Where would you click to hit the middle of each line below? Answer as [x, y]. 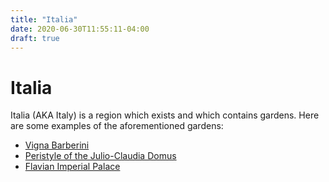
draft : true [35, 38]
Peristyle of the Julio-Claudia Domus [100, 156]
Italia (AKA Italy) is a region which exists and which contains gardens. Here [165, 115]
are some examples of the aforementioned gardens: [117, 126]
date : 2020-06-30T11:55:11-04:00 [80, 29]
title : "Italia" [44, 19]
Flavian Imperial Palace [72, 167]
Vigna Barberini [57, 145]
